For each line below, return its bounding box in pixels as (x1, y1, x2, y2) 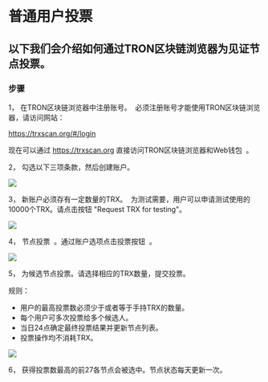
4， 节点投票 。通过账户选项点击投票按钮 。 (8, 236, 156, 246)
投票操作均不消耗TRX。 (19, 332, 98, 342)
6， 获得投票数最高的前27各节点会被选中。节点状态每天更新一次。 (8, 364, 227, 374)
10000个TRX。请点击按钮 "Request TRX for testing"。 (8, 204, 187, 213)
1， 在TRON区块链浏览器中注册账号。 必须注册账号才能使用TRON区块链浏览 (8, 102, 261, 112)
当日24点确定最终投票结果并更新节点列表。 (19, 323, 163, 332)
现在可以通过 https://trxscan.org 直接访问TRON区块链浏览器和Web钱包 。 (8, 145, 254, 155)
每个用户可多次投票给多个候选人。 (19, 312, 133, 322)
